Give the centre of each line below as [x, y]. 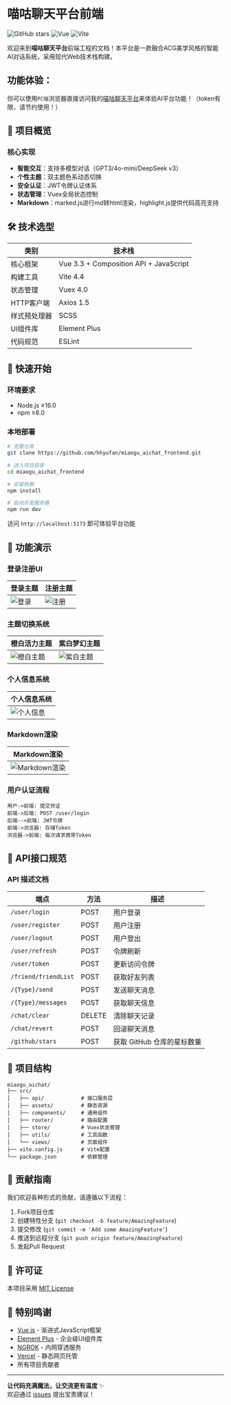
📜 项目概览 [29, 131]
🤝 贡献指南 [29, 1179]
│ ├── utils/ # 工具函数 [57, 1135]
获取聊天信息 [134, 1003]
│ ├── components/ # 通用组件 [57, 1113]
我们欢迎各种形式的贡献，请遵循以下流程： [67, 1197]
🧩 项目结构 [29, 1069]
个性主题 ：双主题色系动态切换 [59, 177]
